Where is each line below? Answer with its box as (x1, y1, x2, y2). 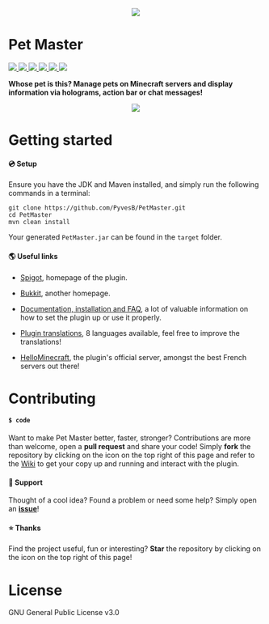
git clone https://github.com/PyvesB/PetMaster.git (8, 204, 186, 212)
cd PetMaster (8, 211, 53, 219)
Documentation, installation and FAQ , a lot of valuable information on (19, 304, 249, 313)
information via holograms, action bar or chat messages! (8, 87, 204, 97)
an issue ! (8, 504, 40, 514)
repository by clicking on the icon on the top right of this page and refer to (8, 450, 255, 460)
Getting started (8, 131, 113, 150)
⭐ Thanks (8, 523, 42, 533)
